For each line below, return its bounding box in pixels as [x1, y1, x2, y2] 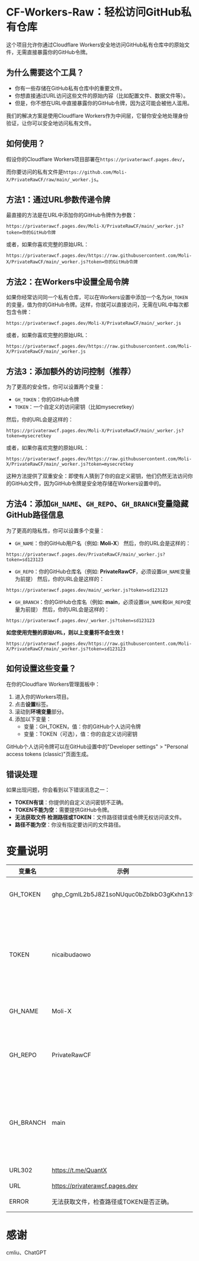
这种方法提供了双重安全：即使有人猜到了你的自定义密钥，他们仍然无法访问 [6, 472, 188, 479]
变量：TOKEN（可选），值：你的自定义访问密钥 [23, 730, 138, 738]
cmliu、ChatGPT [6, 1249, 47, 1256]
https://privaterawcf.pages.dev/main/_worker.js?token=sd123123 [6, 587, 168, 593]
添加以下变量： [14, 715, 52, 723]
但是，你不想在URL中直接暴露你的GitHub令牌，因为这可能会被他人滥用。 [14, 99, 192, 106]
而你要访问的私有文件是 [6, 168, 63, 175]
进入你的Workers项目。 [14, 693, 72, 700]
